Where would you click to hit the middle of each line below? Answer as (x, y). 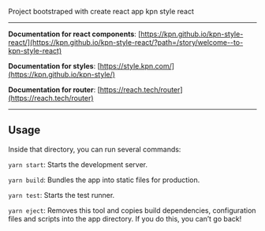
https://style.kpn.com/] (137, 66)
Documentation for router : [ (54, 89)
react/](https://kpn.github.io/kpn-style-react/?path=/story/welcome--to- (126, 42)
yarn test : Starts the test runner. (62, 195)
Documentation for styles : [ (54, 66)
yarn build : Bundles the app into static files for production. (104, 180)
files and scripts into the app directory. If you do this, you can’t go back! (125, 218)
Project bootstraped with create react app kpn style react (101, 11)
